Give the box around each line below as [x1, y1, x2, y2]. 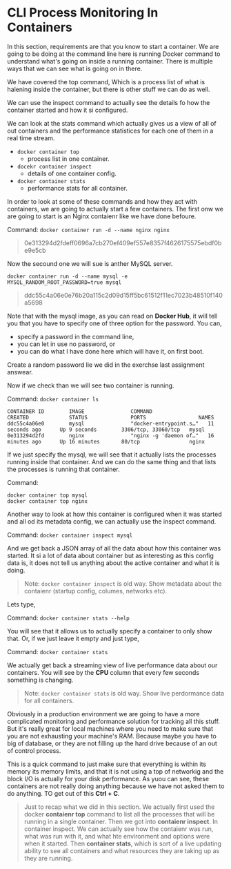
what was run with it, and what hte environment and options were [23, 832, 210, 840]
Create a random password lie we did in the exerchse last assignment [7, 361, 205, 369]
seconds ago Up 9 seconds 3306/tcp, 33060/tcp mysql [7, 426, 205, 433]
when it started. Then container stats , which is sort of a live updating [23, 839, 222, 848]
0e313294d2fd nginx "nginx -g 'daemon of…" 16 [7, 432, 214, 439]
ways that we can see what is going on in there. [7, 64, 143, 73]
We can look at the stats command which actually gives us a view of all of [7, 119, 217, 127]
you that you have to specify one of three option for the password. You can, [7, 319, 222, 327]
